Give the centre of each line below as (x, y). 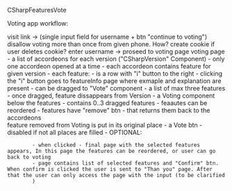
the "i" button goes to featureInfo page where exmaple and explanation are (114, 81)
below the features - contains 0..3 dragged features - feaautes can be (107, 103)
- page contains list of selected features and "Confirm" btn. (125, 163)
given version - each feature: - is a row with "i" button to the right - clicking (115, 73)
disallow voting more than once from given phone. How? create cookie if (111, 44)
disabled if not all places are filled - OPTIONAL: (75, 132)
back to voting (29, 157)
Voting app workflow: (38, 23)
